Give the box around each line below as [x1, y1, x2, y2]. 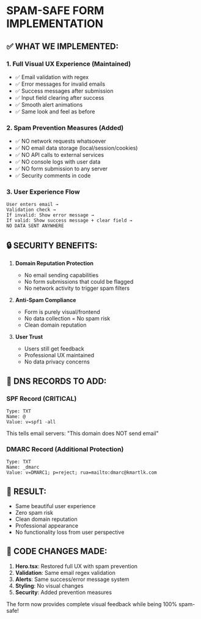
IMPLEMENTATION [6, 17, 104, 31]
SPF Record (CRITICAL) [6, 394, 77, 403]
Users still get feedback [24, 345, 84, 352]
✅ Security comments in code [15, 172, 91, 180]
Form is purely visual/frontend [24, 308, 100, 316]
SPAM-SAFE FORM [6, 4, 104, 18]
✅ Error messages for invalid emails [15, 80, 106, 88]
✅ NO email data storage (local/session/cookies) [15, 145, 138, 152]
